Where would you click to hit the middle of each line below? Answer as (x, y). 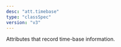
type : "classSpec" (29, 17)
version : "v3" (24, 22)
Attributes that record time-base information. (60, 39)
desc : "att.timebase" (33, 11)
